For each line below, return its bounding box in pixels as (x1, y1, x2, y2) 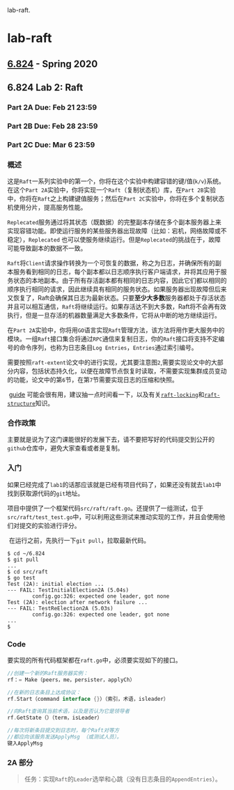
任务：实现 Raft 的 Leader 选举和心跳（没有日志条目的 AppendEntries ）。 (24, 775, 221, 783)
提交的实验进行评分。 (19, 521, 81, 529)
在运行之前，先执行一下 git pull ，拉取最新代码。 (8, 536, 150, 544)
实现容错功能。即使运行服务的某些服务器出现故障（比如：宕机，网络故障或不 (7, 226, 227, 235)
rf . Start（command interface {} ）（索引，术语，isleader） (7, 695, 169, 702)
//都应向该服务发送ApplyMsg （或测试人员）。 (7, 734, 123, 741)
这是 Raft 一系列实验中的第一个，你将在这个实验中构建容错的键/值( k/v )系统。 (7, 177, 225, 185)
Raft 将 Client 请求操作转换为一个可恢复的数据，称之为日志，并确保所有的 (7, 259, 216, 268)
